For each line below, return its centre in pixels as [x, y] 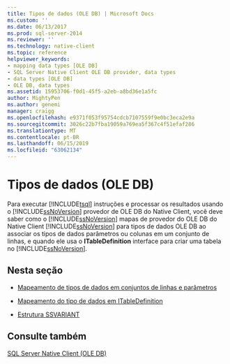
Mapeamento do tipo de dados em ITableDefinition [90, 300]
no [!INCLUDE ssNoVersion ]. [47, 248]
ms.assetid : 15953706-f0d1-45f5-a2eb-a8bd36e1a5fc [82, 92]
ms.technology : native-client [51, 46]
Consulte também [47, 336]
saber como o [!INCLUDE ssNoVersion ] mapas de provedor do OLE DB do [112, 219]
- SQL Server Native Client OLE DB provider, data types [92, 72]
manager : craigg [31, 111]
